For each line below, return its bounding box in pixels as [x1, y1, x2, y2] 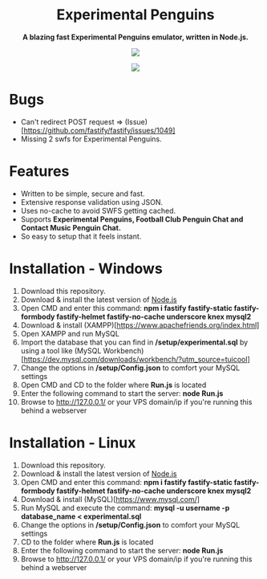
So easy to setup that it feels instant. [20, 231, 142, 241]
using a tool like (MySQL [20, 345, 102, 355]
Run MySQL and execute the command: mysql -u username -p [20, 503, 230, 512]
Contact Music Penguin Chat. [20, 222, 121, 232]
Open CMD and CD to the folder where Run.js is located [20, 380, 207, 389]
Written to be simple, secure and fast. [20, 189, 145, 198]
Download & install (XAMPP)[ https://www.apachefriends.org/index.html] [20, 320, 260, 330]
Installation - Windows [9, 259, 163, 278]
